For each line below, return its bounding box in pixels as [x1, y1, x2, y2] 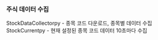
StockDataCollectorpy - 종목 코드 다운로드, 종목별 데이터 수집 [6, 19, 153, 27]
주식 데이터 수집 [6, 5, 49, 13]
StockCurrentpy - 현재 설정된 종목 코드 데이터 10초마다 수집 [6, 27, 148, 34]
